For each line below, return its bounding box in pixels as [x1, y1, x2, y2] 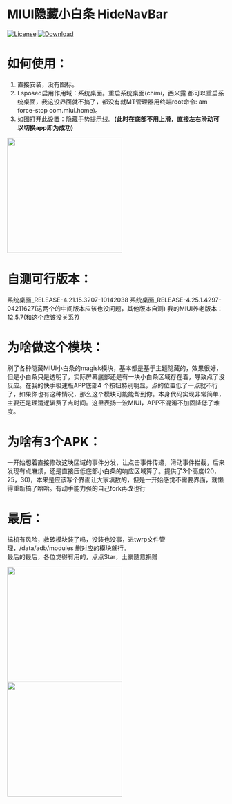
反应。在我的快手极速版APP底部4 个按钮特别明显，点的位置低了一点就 [7, 381, 206, 390]
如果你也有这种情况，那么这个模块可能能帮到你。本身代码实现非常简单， [19, 390, 225, 398]
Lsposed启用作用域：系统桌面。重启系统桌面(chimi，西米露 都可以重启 [17, 89, 219, 97]
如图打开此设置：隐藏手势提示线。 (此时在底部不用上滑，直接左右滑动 [17, 115, 214, 123]
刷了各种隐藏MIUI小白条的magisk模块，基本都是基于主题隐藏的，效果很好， [7, 364, 222, 372]
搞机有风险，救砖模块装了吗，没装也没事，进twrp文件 [7, 535, 160, 543]
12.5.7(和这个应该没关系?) [7, 313, 80, 321]
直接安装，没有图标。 [17, 80, 78, 89]
